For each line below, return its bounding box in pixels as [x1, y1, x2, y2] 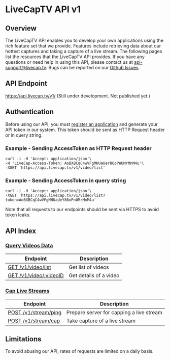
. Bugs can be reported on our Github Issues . [46, 65, 140, 70]
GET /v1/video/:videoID [8, 272, 64, 279]
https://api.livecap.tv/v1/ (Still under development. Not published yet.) [5, 93, 151, 99]
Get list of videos [69, 264, 109, 271]
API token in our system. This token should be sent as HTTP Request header [5, 126, 165, 133]
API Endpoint [5, 79, 47, 88]
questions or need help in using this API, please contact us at [5, 59, 133, 65]
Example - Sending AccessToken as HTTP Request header [5, 144, 152, 151]
